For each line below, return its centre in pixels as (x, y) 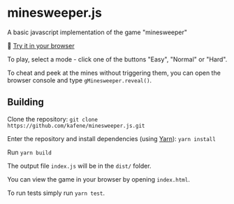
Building (25, 102)
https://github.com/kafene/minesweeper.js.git (76, 126)
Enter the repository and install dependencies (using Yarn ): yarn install (112, 138)
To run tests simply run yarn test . (56, 193)
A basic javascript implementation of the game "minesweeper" (97, 32)
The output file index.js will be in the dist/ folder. (79, 166)
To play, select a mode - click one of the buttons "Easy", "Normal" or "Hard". (117, 59)
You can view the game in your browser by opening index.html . (98, 179)
